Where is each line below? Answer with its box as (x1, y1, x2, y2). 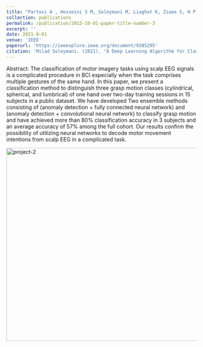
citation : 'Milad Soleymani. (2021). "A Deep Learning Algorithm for (6, 48, 185, 55)
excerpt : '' (6, 25, 36, 32)
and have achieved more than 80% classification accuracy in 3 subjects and (6, 116, 196, 124)
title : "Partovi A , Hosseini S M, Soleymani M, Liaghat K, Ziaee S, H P (6, 8, 196, 15)
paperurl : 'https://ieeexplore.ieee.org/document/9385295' (6, 43, 158, 49)
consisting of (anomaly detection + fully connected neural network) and (6, 104, 185, 111)
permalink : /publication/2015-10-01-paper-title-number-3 (6, 20, 155, 26)
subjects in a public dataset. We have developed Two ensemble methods (6, 97, 188, 104)
